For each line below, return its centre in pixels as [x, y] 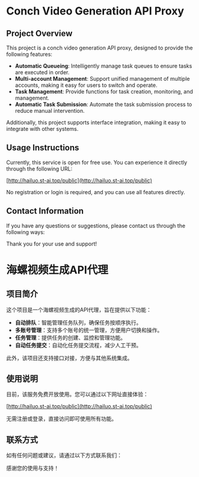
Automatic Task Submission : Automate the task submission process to [103, 104]
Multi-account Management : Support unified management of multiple [103, 79]
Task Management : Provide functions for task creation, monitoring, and [104, 91]
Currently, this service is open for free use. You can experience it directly [97, 162]
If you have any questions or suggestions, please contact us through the [96, 226]
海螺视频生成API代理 [57, 270]
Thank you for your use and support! [52, 244]
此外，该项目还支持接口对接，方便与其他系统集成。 [69, 358]
